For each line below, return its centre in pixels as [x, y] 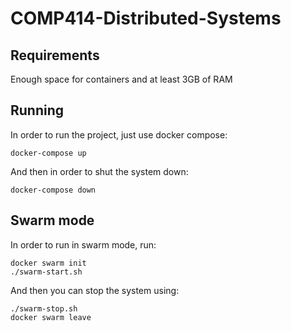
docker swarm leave [51, 317]
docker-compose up [48, 153]
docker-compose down [53, 190]
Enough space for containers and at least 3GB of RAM [121, 79]
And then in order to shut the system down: [99, 171]
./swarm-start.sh [46, 272]
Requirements [55, 55]
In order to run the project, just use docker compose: [119, 134]
